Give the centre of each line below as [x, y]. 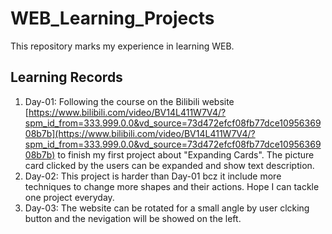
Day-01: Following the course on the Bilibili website [129, 101]
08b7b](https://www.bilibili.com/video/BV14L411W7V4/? [140, 133]
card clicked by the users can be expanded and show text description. [169, 165]
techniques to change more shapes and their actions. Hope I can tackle [172, 186]
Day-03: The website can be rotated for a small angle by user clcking [167, 208]
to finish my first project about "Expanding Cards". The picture [186, 154]
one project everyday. [69, 197]
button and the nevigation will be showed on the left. [133, 218]
